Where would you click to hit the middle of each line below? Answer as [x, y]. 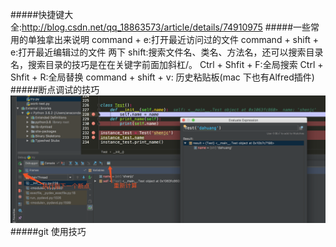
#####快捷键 [37, 14]
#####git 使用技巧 [48, 231]
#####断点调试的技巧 [55, 89]
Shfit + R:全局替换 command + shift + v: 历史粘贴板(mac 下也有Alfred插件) [162, 77]
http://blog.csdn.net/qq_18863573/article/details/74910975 [142, 27]
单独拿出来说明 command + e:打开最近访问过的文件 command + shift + [173, 39]
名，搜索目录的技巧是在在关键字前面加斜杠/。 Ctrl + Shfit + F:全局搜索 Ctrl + [167, 64]
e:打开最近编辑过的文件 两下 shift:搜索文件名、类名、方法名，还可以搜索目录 [167, 52]
